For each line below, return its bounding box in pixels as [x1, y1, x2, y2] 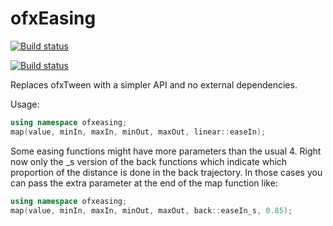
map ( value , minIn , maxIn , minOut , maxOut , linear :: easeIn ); [10, 127, 267, 137]
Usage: [10, 98, 40, 110]
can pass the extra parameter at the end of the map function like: [10, 177, 278, 189]
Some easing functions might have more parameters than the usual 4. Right [10, 145, 322, 157]
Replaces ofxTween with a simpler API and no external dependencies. [10, 78, 298, 91]
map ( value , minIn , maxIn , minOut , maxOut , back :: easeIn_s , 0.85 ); [10, 205, 293, 216]
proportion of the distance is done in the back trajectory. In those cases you [10, 166, 323, 178]
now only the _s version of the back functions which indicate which [10, 155, 288, 167]
